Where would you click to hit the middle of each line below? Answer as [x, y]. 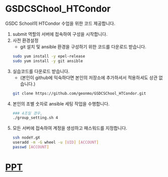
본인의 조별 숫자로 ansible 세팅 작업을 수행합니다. [61, 103]
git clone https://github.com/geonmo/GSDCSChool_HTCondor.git [79, 93]
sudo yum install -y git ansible [48, 61]
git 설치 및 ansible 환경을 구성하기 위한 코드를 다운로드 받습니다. [83, 46]
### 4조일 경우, [27, 113]
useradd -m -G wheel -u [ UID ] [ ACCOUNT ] [56, 142]
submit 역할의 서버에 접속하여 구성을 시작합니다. [60, 34]
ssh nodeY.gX [26, 138]
